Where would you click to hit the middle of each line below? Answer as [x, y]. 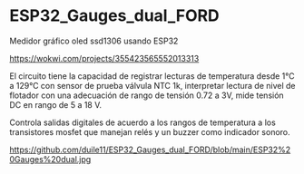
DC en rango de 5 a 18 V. [56, 104]
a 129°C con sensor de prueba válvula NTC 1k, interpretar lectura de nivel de [152, 85]
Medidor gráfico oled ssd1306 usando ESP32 [94, 41]
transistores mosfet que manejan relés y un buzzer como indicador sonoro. [150, 131]
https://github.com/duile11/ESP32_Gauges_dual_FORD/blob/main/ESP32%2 [150, 150]
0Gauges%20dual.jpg [50, 159]
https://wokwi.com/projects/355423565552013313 [104, 58]
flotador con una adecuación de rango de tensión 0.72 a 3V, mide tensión [147, 95]
